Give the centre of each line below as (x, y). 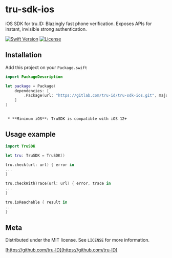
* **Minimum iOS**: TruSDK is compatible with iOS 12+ (67, 119)
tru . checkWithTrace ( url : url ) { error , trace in (58, 184)
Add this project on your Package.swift (46, 67)
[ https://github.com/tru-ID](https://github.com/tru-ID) (61, 250)
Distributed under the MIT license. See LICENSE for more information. (78, 240)
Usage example (31, 134)
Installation (24, 55)
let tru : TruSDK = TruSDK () (35, 155)
